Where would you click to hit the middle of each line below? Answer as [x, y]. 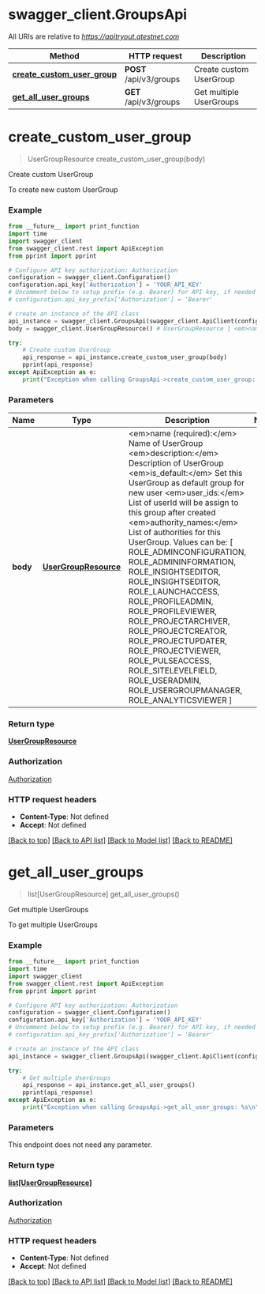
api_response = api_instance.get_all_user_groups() [109, 1085]
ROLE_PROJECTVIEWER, [175, 651]
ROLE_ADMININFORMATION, [182, 562]
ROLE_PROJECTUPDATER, [177, 641]
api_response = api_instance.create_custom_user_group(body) [125, 357]
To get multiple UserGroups [53, 924]
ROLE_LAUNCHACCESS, [174, 592]
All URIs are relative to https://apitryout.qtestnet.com [94, 36]
